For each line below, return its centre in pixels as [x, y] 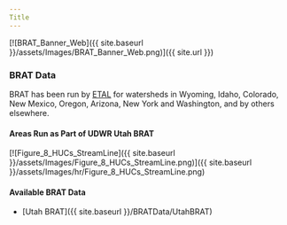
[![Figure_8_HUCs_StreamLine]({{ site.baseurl [92, 153]
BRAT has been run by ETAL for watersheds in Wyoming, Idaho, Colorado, [144, 94]
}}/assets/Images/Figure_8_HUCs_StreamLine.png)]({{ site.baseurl [131, 163]
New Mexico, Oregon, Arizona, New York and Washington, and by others [142, 104]
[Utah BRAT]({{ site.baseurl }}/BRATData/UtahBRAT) [117, 212]
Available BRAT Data [47, 192]
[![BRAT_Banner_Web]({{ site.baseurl [76, 43]
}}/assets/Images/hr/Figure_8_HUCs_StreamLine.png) [107, 172]
